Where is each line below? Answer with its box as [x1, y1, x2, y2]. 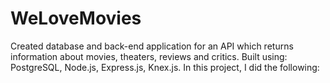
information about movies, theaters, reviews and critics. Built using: [10, 50, 288, 62]
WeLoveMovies [10, 7, 142, 30]
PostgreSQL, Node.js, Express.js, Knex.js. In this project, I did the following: [10, 61, 320, 73]
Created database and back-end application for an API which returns [10, 40, 294, 52]
